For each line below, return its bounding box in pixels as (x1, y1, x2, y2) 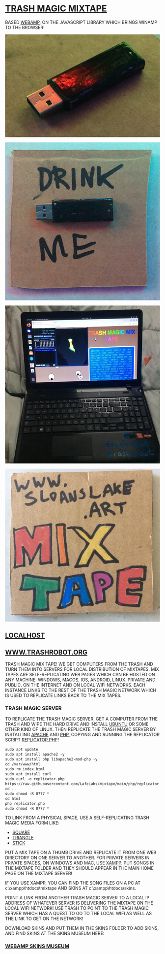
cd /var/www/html (5, 762, 41, 767)
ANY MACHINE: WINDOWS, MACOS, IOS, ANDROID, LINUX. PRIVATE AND (5, 677, 156, 683)
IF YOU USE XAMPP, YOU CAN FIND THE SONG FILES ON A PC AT (5, 880, 141, 886)
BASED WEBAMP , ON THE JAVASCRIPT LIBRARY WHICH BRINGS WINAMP (5, 19, 158, 25)
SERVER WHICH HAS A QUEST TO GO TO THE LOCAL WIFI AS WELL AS (5, 911, 152, 917)
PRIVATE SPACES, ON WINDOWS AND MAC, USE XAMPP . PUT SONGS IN (5, 860, 155, 866)
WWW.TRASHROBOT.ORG (5, 648, 87, 657)
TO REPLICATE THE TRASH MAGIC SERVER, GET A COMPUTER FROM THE (5, 716, 158, 722)
